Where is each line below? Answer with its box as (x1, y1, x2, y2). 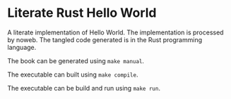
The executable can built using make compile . (7, 70, 138, 79)
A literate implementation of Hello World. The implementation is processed (7, 28, 224, 37)
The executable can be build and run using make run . (7, 84, 161, 92)
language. (7, 43, 37, 51)
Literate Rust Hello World (7, 5, 157, 21)
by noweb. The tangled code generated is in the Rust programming (7, 35, 203, 44)
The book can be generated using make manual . (7, 56, 145, 65)
